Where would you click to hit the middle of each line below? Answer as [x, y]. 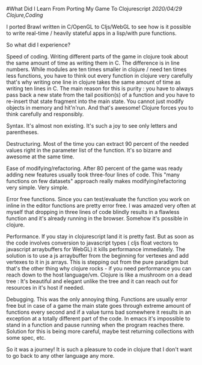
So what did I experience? [38, 45]
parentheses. [23, 132]
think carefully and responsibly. [45, 114]
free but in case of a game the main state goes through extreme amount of [99, 306]
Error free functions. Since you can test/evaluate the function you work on [98, 199]
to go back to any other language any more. [60, 356]
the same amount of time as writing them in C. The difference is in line [93, 63]
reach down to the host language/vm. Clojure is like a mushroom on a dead [99, 275]
